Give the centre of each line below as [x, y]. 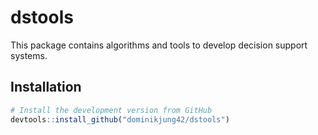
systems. [29, 55]
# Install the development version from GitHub [111, 110]
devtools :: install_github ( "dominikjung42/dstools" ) [120, 119]
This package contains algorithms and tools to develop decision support [159, 45]
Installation [46, 87]
